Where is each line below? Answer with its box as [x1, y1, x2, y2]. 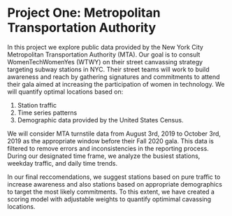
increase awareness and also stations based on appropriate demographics [7, 180, 222, 188]
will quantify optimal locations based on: [7, 87, 124, 96]
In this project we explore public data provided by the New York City [7, 43, 204, 51]
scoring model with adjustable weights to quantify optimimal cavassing [7, 194, 212, 203]
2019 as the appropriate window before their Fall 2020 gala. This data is [7, 136, 215, 145]
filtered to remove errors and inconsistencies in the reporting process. [7, 144, 210, 152]
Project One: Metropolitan [7, 5, 161, 21]
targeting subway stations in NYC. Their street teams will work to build [7, 65, 210, 73]
